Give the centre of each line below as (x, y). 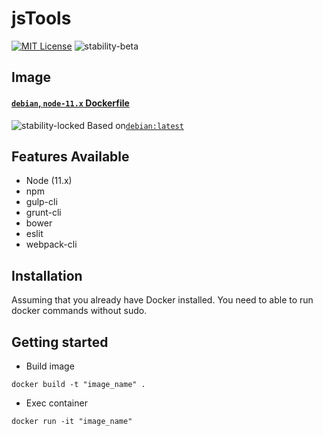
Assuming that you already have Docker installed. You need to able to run (162, 300)
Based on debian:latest (135, 125)
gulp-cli (41, 202)
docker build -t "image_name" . (78, 384)
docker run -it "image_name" (72, 421)
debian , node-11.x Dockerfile (70, 103)
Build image (50, 366)
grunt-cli (43, 213)
